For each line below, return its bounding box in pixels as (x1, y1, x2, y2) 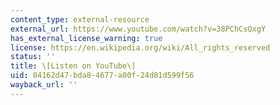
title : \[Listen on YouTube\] (10, 61, 137, 71)
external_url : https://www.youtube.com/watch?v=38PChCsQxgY (10, 24, 267, 34)
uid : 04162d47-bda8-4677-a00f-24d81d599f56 (10, 71, 195, 81)
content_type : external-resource (10, 14, 150, 25)
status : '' (10, 52, 56, 62)
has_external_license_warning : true (10, 33, 163, 43)
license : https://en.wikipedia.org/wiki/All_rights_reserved (10, 42, 271, 53)
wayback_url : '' (10, 80, 78, 90)
